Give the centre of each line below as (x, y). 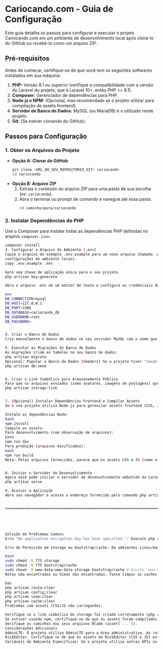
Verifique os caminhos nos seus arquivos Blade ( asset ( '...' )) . (71, 624)
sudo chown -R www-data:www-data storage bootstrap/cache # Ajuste (75, 570)
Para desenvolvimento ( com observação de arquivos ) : (59, 433)
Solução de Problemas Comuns (34, 534)
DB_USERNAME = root (23, 317)
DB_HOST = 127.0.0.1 (24, 304)
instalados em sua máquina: (33, 75)
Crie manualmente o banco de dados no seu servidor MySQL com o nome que (81, 339)
